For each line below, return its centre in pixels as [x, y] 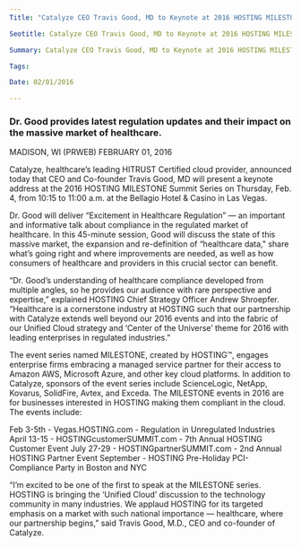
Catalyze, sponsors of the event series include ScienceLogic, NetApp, [138, 384]
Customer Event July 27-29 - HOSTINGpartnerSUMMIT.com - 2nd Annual [146, 448]
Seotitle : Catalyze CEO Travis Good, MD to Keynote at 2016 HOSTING [140, 34]
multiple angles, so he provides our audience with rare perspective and [140, 290]
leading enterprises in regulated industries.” [90, 338]
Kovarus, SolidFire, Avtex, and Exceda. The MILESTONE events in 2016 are [147, 393]
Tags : [19, 66]
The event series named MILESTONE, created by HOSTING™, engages [139, 355]
